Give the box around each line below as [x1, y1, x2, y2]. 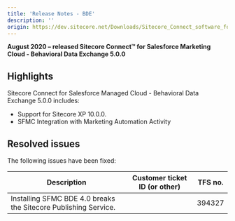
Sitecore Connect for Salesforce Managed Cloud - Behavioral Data [7, 89, 199, 98]
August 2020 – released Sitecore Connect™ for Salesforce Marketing [7, 43, 211, 51]
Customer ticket [131, 173, 187, 182]
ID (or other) [138, 182, 180, 192]
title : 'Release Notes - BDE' [7, 10, 96, 18]
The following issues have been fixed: [7, 156, 117, 165]
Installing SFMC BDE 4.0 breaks [10, 194, 115, 203]
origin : [7, 23, 30, 30]
